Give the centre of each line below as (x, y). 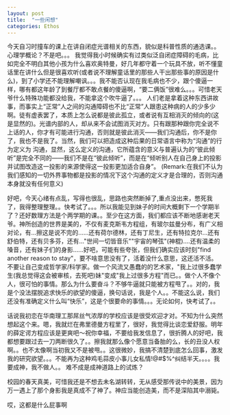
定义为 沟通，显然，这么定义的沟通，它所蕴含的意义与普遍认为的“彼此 (111, 150)
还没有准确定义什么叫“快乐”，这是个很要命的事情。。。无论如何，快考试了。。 (113, 301)
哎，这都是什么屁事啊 (37, 405)
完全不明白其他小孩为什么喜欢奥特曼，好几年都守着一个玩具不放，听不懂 (115, 64)
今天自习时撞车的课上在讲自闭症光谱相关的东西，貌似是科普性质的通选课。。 (114, 47)
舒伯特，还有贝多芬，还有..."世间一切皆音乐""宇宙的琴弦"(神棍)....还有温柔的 (114, 241)
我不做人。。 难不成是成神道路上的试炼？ (87, 367)
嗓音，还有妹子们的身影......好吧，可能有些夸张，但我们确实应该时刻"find (109, 250)
